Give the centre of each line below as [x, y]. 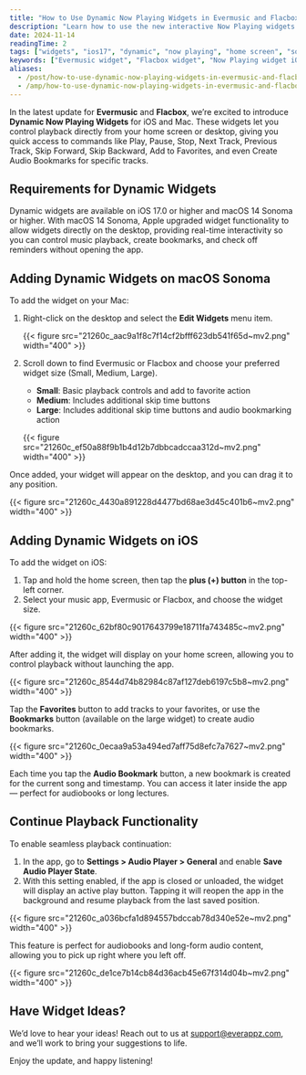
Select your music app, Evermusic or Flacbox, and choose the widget [153, 600]
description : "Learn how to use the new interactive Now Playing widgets [153, 26]
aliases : [26, 69]
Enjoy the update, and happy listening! [81, 1060]
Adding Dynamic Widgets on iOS [104, 540]
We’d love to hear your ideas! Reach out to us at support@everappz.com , [147, 1033]
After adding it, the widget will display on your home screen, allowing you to [152, 655]
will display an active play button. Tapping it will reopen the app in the [153, 891]
